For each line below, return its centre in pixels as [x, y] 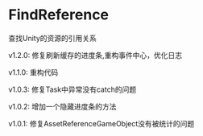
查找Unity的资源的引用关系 [52, 38]
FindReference [59, 15]
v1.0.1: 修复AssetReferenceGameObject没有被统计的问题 [101, 123]
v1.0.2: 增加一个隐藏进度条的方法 [62, 106]
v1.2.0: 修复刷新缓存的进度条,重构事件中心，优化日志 [95, 55]
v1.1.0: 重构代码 [33, 72]
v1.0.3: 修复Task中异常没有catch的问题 [72, 89]
